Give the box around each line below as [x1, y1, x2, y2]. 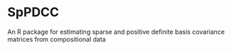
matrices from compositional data [7, 35, 106, 43]
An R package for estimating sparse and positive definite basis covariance [7, 27, 226, 36]
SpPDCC [7, 4, 59, 20]
